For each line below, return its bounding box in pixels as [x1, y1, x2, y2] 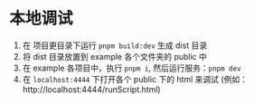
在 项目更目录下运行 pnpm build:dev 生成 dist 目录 [22, 40, 208, 51]
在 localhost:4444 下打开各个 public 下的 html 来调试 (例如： [22, 73, 249, 84]
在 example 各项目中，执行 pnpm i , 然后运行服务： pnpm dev [22, 62, 241, 73]
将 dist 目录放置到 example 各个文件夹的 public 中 [22, 51, 208, 61]
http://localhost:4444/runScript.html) [22, 83, 161, 95]
